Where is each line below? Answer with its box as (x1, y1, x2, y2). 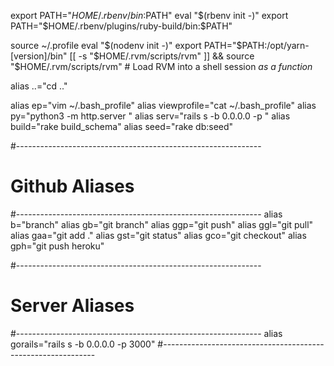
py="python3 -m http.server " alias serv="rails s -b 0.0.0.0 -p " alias (10, 110, 291, 122)
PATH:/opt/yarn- (241, 40, 310, 51)
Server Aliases (10, 295, 135, 317)
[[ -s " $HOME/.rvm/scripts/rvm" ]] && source (69, 50, 255, 62)
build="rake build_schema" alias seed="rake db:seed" (10, 121, 234, 132)
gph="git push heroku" (10, 240, 105, 252)
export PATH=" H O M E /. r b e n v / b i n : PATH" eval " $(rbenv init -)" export (10, 10, 289, 21)
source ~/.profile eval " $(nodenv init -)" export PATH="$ (10, 40, 243, 51)
